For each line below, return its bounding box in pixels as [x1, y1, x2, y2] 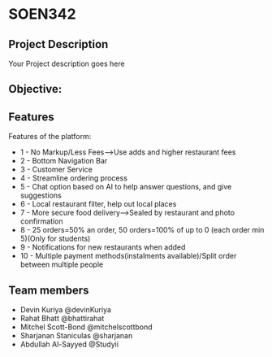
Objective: [8, 82, 63, 96]
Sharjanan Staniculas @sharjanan [19, 331, 133, 341]
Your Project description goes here [8, 59, 125, 68]
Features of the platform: [8, 132, 92, 141]
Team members [8, 283, 89, 297]
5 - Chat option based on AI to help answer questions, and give [19, 182, 232, 192]
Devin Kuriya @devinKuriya [19, 305, 112, 315]
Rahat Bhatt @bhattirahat [19, 314, 105, 324]
